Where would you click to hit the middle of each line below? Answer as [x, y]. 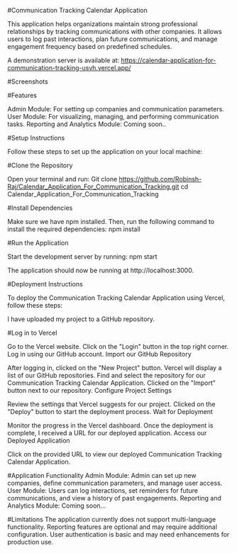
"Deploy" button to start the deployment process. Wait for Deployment [110, 412]
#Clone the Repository [40, 165]
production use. [31, 542]
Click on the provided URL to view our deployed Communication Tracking [115, 454]
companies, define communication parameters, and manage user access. [115, 483]
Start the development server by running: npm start [82, 257]
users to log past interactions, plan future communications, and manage [112, 39]
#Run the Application [38, 243]
